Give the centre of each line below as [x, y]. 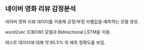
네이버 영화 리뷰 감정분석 [40, 9]
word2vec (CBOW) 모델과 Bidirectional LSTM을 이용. [58, 32]
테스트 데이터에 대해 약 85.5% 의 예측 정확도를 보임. [55, 42]
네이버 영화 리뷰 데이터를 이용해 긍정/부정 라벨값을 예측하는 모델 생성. [72, 22]
